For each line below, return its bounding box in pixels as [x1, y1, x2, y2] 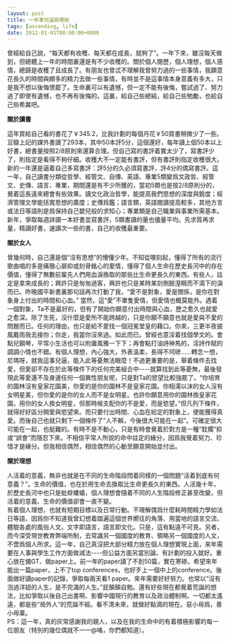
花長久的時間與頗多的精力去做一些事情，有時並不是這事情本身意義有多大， [7, 75, 217, 83]
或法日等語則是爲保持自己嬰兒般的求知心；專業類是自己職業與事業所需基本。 [7, 207, 223, 215]
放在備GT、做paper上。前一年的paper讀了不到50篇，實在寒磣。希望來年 [12, 557, 218, 565]
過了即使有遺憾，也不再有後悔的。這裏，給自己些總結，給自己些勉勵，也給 [7, 92, 217, 100]
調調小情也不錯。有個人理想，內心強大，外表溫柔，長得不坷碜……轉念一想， [7, 348, 222, 356]
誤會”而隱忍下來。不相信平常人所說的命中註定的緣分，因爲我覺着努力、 [16, 434, 217, 442]
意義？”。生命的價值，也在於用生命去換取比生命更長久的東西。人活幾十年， [7, 480, 220, 488]
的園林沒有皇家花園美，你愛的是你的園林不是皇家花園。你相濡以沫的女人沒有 [7, 382, 223, 390]
